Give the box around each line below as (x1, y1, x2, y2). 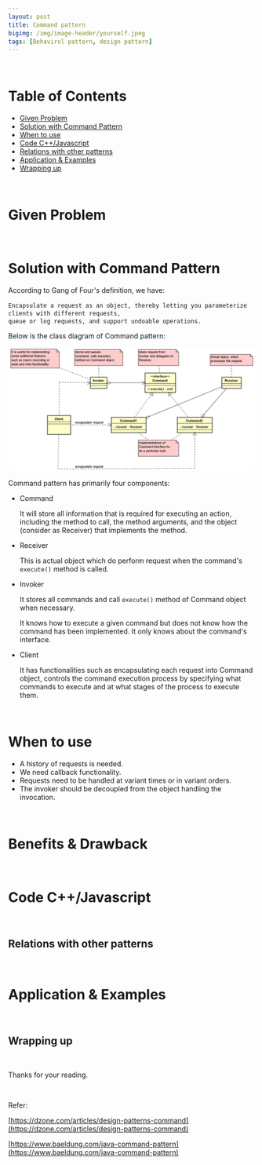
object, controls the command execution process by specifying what (19, 674, 242, 683)
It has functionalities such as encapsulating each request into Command (19, 666, 253, 675)
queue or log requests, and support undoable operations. (8, 318, 202, 326)
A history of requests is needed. (19, 759, 124, 769)
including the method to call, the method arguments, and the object (19, 517, 238, 527)
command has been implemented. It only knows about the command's (19, 626, 247, 636)
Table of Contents (8, 87, 127, 105)
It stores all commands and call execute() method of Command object (19, 595, 246, 604)
